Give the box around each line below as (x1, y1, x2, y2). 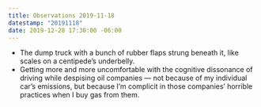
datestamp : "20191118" (8, 19, 83, 27)
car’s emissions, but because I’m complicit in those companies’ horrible (19, 82, 253, 91)
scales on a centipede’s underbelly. (19, 56, 135, 66)
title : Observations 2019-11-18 (8, 11, 115, 20)
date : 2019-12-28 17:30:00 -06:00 (8, 26, 123, 34)
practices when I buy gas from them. (19, 90, 140, 100)
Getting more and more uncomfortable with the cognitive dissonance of (19, 65, 253, 75)
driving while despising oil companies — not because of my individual (19, 73, 248, 83)
